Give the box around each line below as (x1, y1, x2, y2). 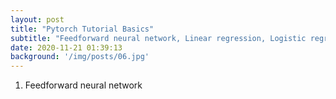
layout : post (10, 14, 65, 25)
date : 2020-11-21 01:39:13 (10, 42, 123, 53)
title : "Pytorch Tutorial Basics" (10, 24, 155, 34)
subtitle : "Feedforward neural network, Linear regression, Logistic (10, 33, 307, 43)
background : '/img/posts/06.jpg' (10, 52, 150, 62)
